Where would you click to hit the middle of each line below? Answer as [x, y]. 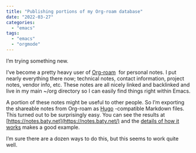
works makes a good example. [43, 127]
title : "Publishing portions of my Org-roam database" [75, 11]
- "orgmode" [26, 45]
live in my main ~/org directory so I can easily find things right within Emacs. [98, 91]
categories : [21, 22]
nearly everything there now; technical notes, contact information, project [95, 78]
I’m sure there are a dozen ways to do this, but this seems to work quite [92, 138]
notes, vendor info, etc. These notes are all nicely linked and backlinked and [98, 84]
